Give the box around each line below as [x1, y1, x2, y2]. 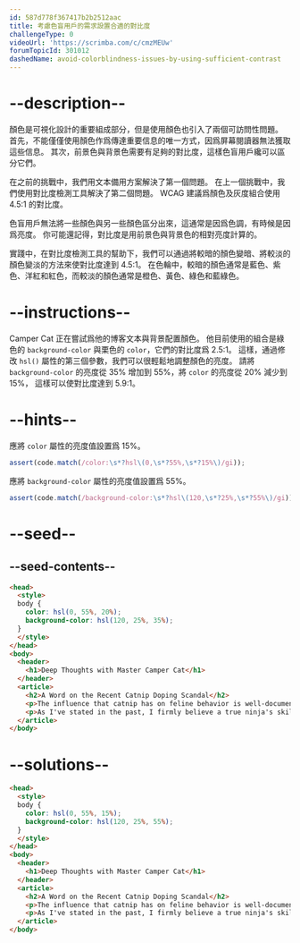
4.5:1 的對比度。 [9, 199, 69, 209]
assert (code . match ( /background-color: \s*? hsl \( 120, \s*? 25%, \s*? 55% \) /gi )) [9, 493, 294, 502]
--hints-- [9, 410, 78, 430]
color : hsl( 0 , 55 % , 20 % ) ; [25, 607, 122, 617]
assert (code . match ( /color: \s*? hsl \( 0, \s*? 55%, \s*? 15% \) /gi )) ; [9, 458, 246, 467]
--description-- [9, 93, 127, 114]
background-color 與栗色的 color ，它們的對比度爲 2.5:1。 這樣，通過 [26, 344, 279, 354]
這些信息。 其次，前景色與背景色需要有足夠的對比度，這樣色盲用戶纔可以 [9, 146, 278, 157]
